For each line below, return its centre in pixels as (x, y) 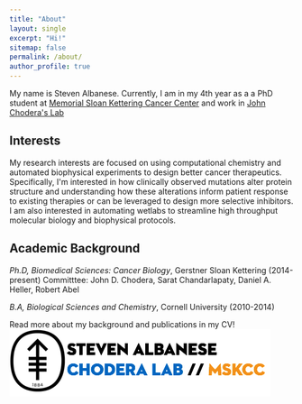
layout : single (38, 28)
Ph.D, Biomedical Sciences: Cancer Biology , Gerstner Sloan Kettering (138, 270)
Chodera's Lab (37, 112)
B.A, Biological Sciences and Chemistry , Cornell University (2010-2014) (142, 307)
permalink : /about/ (46, 57)
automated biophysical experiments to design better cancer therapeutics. (146, 172)
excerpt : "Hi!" (38, 38)
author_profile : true (50, 67)
